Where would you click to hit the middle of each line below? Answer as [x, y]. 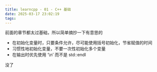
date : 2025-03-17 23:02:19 [32, 14]
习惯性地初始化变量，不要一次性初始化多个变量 [59, 49]
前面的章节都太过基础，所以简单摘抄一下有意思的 [54, 33]
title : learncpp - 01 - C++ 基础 [38, 9]
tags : [10, 18]
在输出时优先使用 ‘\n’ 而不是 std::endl [49, 55]
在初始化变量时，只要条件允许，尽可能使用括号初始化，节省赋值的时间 [82, 43]
